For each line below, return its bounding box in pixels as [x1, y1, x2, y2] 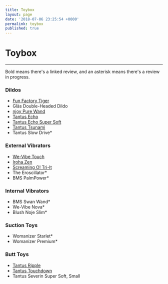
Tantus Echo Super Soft [12, 119, 61, 125]
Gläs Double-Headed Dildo [12, 103, 68, 109]
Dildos [5, 86, 21, 93]
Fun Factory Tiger [12, 98, 49, 104]
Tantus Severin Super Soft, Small [12, 273, 80, 279]
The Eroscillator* [12, 169, 47, 175]
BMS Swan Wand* [12, 198, 50, 204]
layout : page [5, 12, 32, 17]
